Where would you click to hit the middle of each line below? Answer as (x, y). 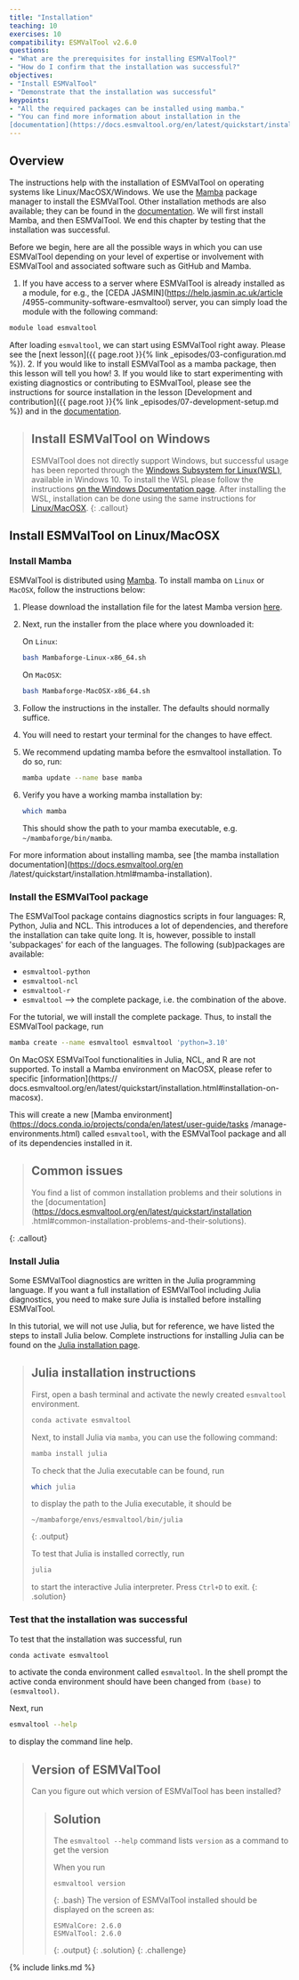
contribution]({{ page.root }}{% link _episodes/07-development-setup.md (144, 401)
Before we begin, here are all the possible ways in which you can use (136, 246)
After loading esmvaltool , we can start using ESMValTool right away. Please (148, 344)
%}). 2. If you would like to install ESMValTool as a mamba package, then (143, 364)
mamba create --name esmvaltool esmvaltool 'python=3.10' (119, 1042)
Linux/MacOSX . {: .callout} (80, 507)
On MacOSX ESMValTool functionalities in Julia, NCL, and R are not (133, 1059)
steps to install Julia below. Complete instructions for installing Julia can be (147, 1335)
